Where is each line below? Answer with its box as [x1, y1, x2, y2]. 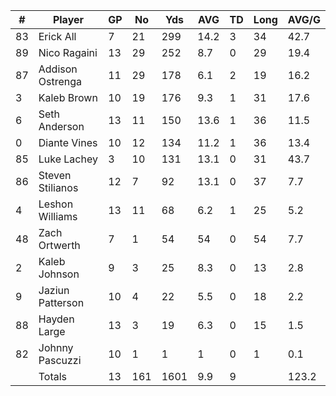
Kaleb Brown [38, 91, 98, 104]
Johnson [38, 267, 80, 281]
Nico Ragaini [38, 46, 98, 59]
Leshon [38, 197, 74, 211]
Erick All [38, 30, 77, 43]
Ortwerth [38, 239, 81, 252]
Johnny [38, 341, 74, 354]
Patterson [38, 296, 85, 309]
